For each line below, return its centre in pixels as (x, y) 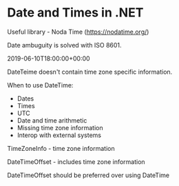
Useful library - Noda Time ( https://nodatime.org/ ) (78, 32)
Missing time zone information (60, 127)
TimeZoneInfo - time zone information (61, 148)
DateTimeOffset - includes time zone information (76, 162)
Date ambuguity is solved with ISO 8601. (64, 45)
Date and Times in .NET (75, 13)
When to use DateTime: (40, 85)
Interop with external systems (59, 135)
